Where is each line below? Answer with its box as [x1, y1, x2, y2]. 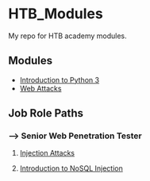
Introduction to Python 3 [19, 75, 100, 84]
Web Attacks [19, 83, 62, 93]
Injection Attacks [19, 148, 75, 158]
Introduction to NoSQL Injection [19, 164, 123, 173]
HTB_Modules [8, 5, 103, 23]
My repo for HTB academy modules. [8, 31, 127, 40]
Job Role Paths [8, 106, 84, 120]
